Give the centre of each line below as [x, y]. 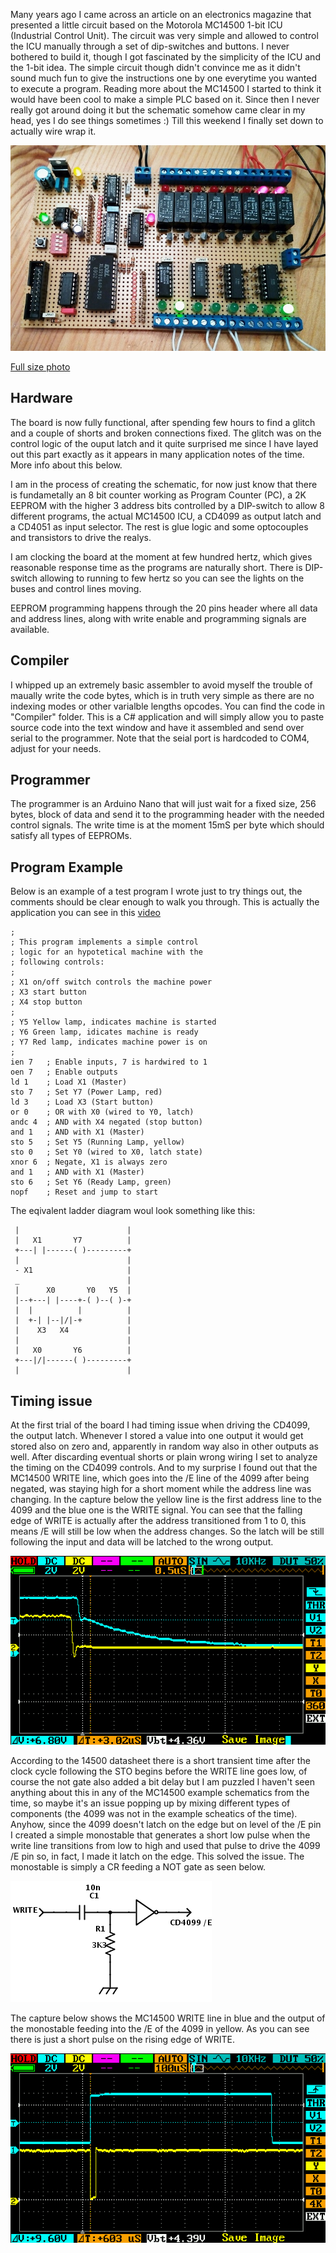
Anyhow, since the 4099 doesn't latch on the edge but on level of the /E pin [166, 1825]
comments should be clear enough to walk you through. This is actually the [165, 902]
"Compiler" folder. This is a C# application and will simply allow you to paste [167, 716]
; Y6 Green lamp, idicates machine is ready [104, 1032]
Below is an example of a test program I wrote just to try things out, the [156, 891]
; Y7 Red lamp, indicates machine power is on [109, 1042]
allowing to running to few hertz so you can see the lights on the [172, 578]
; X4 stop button [46, 1002]
